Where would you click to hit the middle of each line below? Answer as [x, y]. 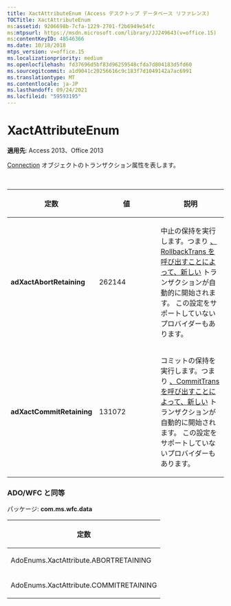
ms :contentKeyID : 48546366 [46, 39]
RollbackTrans [183, 251]
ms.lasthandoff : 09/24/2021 [47, 90]
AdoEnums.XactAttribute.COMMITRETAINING [84, 585]
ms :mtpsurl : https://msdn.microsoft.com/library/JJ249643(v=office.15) [112, 33]
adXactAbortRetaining [48, 282]
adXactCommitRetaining [52, 412]
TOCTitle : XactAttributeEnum [49, 20]
